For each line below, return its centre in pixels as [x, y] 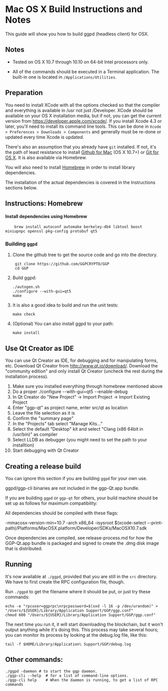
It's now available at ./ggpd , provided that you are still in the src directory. [81, 576]
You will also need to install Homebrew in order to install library [70, 167]
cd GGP [22, 268]
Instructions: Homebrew [44, 203]
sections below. [21, 188]
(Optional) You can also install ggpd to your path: [63, 324]
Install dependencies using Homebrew [46, 216]
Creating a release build [43, 466]
